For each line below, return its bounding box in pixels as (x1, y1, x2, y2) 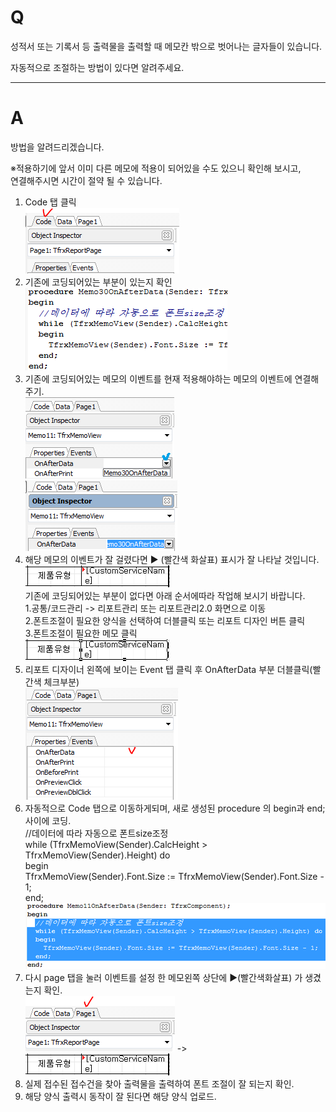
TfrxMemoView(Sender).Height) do (24, 849, 171, 861)
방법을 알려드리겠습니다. (10, 141, 105, 153)
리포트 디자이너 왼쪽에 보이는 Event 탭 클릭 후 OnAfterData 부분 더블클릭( (24, 663, 313, 675)
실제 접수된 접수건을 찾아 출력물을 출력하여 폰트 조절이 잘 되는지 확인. (24, 1077, 295, 1090)
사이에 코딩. (24, 814, 72, 826)
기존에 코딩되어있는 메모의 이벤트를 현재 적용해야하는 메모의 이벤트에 (24, 372, 293, 385)
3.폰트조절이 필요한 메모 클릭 (24, 627, 138, 639)
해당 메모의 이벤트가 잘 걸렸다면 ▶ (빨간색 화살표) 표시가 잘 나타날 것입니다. (24, 553, 320, 565)
